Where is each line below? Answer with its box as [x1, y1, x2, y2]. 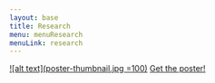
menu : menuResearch [9, 30, 83, 39]
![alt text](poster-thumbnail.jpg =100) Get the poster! [9, 63, 206, 74]
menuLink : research [9, 38, 83, 48]
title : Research [9, 22, 71, 31]
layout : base [9, 13, 59, 23]
